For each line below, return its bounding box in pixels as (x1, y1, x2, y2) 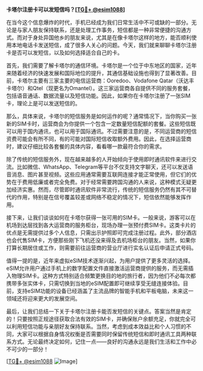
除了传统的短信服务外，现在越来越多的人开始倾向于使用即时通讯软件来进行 (6, 156, 192, 163)
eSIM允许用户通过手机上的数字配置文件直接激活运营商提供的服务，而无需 (6, 264, 188, 272)
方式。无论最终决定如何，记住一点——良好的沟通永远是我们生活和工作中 (11, 338, 192, 345)
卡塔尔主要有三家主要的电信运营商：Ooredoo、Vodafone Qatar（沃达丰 (16, 77, 195, 84)
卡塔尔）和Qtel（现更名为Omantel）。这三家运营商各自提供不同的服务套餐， (6, 85, 193, 91)
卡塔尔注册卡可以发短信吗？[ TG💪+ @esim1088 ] (6, 6, 126, 13)
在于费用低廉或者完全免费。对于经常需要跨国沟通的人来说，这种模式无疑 (11, 179, 192, 185)
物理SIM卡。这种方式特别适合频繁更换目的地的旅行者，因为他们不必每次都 (11, 272, 196, 279)
